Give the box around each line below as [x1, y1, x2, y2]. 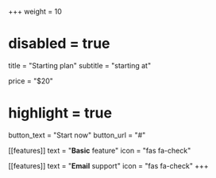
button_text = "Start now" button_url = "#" [8, 130, 146, 140]
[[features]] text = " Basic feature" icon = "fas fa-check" [8, 145, 191, 155]
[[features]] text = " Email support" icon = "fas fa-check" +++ [8, 161, 209, 170]
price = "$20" [8, 75, 54, 86]
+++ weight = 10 [8, 7, 62, 16]
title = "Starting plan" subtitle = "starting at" [8, 60, 152, 70]
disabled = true [8, 35, 110, 52]
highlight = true [8, 104, 113, 122]
